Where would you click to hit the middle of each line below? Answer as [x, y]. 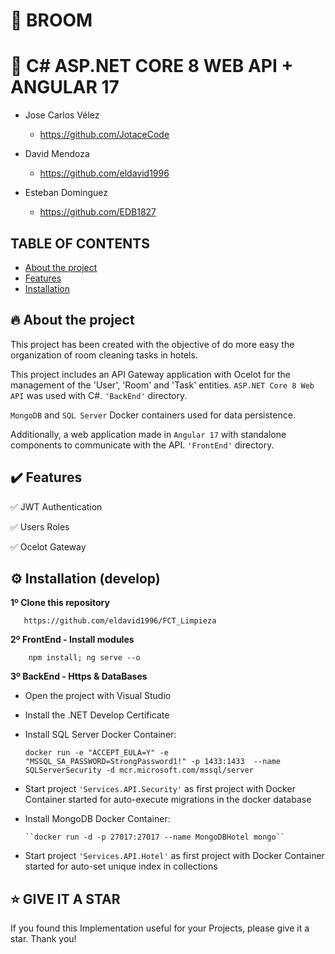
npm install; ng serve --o [84, 658]
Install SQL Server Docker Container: [100, 735]
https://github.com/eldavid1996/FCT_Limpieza [120, 621]
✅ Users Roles [40, 526]
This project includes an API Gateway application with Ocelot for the [151, 374]
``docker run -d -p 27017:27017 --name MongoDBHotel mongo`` [155, 837]
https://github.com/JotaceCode [104, 135]
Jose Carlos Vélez [62, 115]
